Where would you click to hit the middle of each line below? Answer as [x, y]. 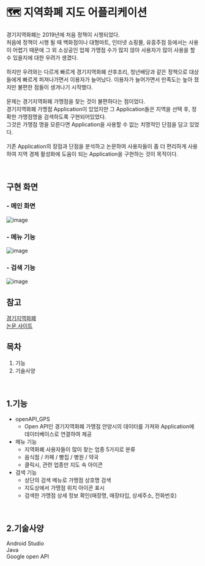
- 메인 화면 [21, 206]
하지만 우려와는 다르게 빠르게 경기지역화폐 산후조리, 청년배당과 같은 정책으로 [97, 72]
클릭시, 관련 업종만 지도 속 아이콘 [63, 465]
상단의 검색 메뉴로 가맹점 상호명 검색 [68, 480]
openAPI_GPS [32, 419]
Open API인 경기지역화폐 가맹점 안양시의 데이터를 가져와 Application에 [109, 426]
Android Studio [25, 543]
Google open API [28, 557]
